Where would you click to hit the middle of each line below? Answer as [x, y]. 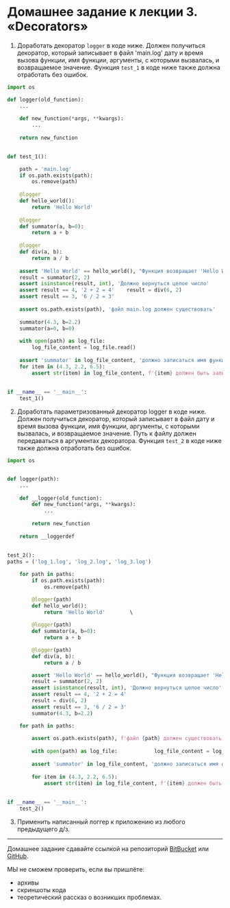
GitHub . [18, 856]
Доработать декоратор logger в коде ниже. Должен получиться [111, 45]
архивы [28, 883]
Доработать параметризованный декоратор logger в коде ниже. [112, 411]
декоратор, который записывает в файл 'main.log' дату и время [110, 53]
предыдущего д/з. [43, 829]
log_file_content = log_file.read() [84, 348]
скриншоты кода [41, 889]
